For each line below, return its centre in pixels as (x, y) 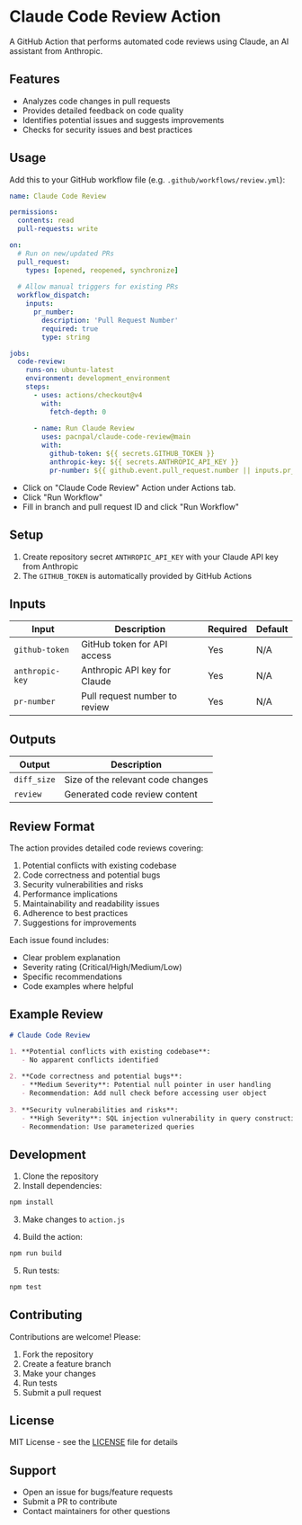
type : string (66, 337)
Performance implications (70, 894)
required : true (70, 329)
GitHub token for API (124, 645)
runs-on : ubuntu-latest (70, 370)
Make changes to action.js (74, 1219)
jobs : (19, 353)
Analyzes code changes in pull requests (96, 101)
